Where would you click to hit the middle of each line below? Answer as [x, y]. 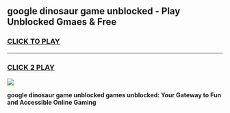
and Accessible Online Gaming [52, 102]
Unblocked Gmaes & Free [62, 22]
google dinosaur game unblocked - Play [94, 11]
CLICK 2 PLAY [31, 67]
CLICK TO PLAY [34, 42]
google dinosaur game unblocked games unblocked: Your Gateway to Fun [114, 95]
